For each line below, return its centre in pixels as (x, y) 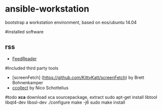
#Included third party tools (32, 68)
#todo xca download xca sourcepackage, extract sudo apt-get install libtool (81, 97)
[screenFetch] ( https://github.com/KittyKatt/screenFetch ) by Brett (78, 77)
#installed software (24, 31)
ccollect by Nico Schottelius (40, 88)
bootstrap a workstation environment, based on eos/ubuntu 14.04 (71, 22)
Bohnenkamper (28, 82)
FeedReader (24, 59)
